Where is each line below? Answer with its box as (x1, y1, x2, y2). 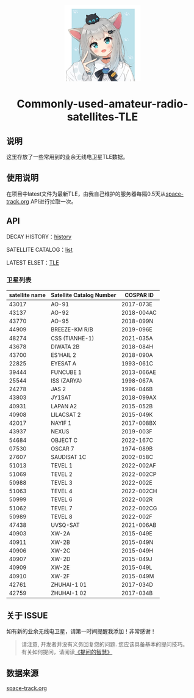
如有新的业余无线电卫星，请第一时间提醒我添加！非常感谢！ (6, 628, 156, 635)
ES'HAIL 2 (51, 351, 76, 359)
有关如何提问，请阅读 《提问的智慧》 (21, 648, 113, 656)
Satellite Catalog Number (51, 292, 117, 299)
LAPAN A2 (51, 402, 77, 410)
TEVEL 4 (51, 488, 73, 495)
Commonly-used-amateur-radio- (16, 97, 189, 111)
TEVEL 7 (51, 504, 73, 512)
